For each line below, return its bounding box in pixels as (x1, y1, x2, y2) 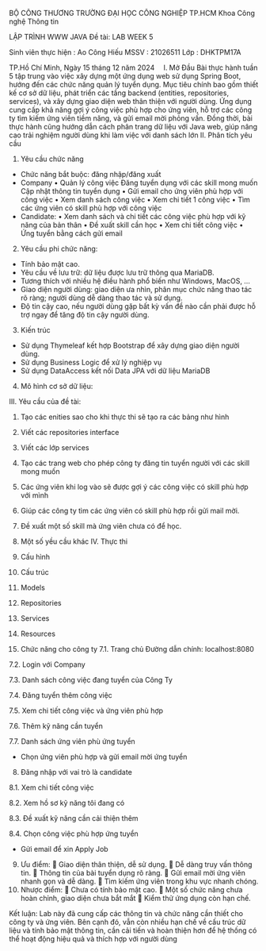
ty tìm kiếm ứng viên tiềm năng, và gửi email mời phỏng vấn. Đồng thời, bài (9, 114, 253, 123)
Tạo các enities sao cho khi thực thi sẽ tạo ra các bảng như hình (20, 412, 230, 422)
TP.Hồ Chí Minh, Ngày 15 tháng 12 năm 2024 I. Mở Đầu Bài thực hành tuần (9, 63, 258, 72)
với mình (20, 491, 49, 500)
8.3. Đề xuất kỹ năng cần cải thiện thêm (9, 814, 139, 822)
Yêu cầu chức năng (20, 154, 84, 164)
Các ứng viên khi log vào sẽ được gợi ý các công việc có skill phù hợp (20, 482, 249, 491)
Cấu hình (20, 553, 51, 561)
